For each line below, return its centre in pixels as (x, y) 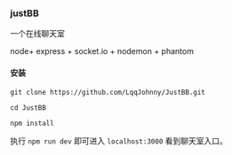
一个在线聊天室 (37, 34)
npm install (32, 123)
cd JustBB (28, 108)
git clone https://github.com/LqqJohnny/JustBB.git (108, 92)
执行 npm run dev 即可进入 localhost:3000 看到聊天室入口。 (119, 141)
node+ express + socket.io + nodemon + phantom (102, 51)
